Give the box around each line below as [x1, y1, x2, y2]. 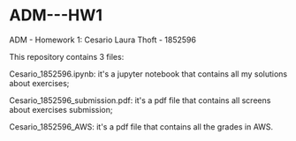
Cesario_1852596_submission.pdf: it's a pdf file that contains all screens [9, 94, 271, 106]
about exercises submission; [9, 104, 113, 115]
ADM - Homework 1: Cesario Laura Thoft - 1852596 [9, 34, 197, 45]
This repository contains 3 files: [9, 51, 125, 62]
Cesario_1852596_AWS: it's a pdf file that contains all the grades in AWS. [9, 121, 274, 132]
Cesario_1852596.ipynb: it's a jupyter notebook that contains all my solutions [9, 68, 288, 79]
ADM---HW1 [9, 5, 103, 26]
